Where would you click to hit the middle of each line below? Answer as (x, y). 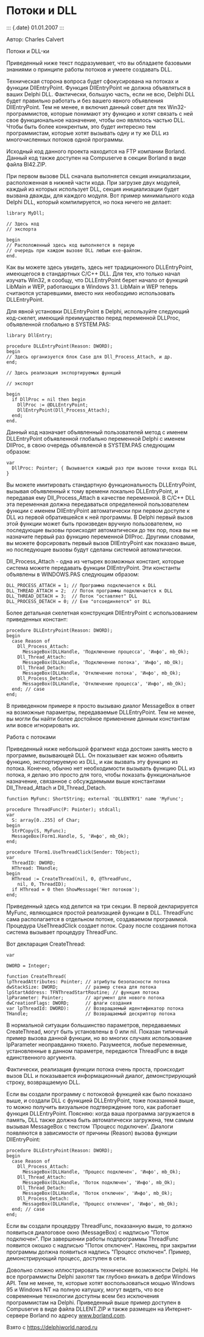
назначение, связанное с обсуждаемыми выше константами (86, 781)
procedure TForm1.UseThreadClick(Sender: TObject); (73, 852)
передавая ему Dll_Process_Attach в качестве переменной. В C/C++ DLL (101, 497)
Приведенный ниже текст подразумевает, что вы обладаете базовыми (99, 63)
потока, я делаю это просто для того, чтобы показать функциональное (98, 774)
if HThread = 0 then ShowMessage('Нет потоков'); (76, 890)
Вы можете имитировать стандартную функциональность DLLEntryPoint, (101, 485)
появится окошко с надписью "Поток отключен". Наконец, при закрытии (101, 1245)
